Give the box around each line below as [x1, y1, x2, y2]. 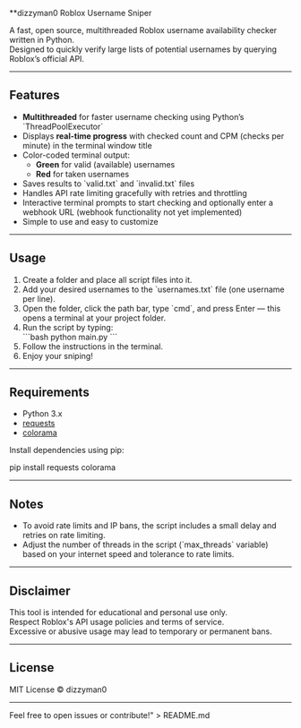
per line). [21, 293, 56, 304]
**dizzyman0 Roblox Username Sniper [9, 8, 152, 18]
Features [9, 88, 60, 103]
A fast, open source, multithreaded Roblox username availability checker [9, 25, 278, 35]
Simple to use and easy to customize [21, 216, 159, 227]
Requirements [9, 385, 90, 400]
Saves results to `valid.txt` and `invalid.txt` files [21, 178, 195, 189]
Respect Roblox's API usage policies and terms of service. [9, 617, 225, 628]
